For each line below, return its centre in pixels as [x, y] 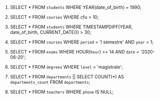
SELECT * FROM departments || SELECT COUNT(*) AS [67, 77]
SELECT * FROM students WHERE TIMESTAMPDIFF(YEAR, [71, 27]
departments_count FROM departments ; [50, 82]
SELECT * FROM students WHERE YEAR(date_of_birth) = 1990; [76, 7]
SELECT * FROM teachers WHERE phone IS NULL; [62, 92]
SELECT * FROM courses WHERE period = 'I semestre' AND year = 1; [82, 42]
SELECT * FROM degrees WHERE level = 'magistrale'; [66, 67]
